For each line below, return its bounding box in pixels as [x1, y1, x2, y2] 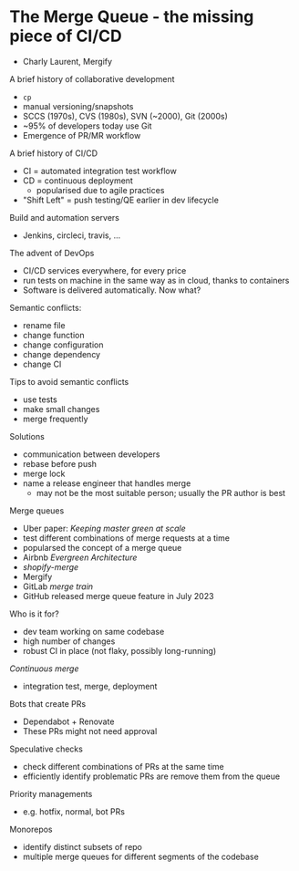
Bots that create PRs [9, 698, 87, 709]
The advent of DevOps [9, 247, 95, 258]
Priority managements [9, 788, 93, 799]
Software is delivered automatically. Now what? [22, 285, 201, 296]
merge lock [22, 468, 66, 479]
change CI [22, 358, 62, 369]
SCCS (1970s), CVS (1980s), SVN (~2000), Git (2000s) [22, 110, 228, 121]
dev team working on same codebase [22, 626, 165, 637]
